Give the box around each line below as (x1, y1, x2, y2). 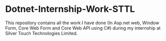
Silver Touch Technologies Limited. (5, 30, 78, 36)
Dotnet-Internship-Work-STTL (5, 3, 135, 15)
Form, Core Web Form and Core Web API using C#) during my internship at (5, 25, 161, 31)
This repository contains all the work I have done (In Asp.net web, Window (5, 20, 159, 26)
